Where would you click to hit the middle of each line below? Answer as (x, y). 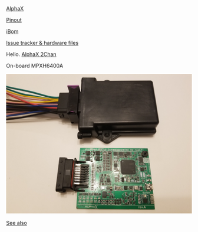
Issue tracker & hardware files (42, 43)
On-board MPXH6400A (35, 66)
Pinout (14, 20)
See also (17, 223)
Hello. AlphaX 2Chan (32, 54)
